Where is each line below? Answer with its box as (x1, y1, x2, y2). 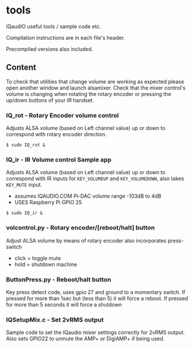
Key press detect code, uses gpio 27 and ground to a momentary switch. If (6, 288, 185, 295)
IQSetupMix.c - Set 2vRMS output (6, 315, 104, 323)
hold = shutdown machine (14, 261, 77, 268)
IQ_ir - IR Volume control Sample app (6, 156, 112, 164)
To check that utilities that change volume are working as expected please (6, 78, 185, 85)
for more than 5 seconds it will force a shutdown (6, 301, 122, 308)
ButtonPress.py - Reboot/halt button (6, 275, 112, 284)
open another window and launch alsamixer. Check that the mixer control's (6, 84, 186, 91)
